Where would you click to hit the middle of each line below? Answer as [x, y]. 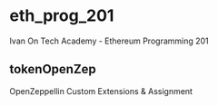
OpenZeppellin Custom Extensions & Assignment [101, 91]
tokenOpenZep [53, 69]
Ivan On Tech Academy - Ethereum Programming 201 [109, 41]
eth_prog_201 [62, 16]
